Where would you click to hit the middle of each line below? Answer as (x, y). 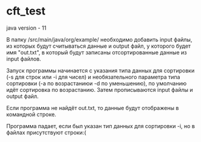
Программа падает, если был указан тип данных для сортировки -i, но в (101, 126)
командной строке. (31, 114)
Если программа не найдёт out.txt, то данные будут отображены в (93, 108)
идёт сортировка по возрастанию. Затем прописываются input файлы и (100, 89)
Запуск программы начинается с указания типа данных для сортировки (101, 70)
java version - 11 (26, 28)
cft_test (26, 11)
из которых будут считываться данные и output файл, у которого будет (99, 46)
